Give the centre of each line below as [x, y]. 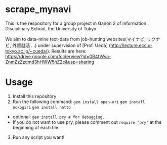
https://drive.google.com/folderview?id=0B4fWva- [58, 56]
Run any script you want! [38, 137]
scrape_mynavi [38, 9]
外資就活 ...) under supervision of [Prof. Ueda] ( [61, 45]
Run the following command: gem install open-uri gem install [79, 102]
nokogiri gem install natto [41, 107]
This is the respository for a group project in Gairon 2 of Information [76, 23]
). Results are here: [67, 51]
